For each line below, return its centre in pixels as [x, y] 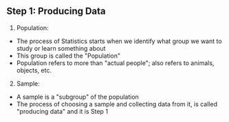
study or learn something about [61, 48]
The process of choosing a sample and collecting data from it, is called [117, 104]
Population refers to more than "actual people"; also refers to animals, [115, 63]
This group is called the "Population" [68, 56]
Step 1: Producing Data [56, 11]
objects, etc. [34, 70]
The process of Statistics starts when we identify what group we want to [119, 41]
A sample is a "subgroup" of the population [77, 97]
